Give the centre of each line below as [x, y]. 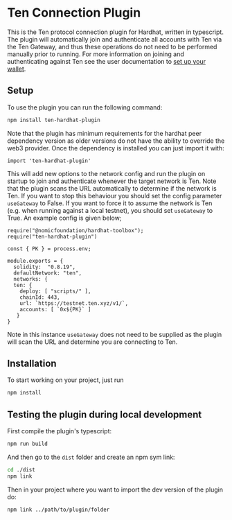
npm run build [28, 444]
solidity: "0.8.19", [45, 267]
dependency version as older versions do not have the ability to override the [116, 141]
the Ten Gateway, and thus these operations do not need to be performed [112, 46]
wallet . [17, 69]
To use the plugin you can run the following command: [85, 107]
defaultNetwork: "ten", [47, 273]
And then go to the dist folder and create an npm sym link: [91, 457]
